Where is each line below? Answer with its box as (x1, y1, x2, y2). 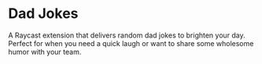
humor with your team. (8, 47, 82, 56)
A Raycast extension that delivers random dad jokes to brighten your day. (8, 30, 245, 40)
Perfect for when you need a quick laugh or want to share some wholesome (8, 38, 254, 48)
